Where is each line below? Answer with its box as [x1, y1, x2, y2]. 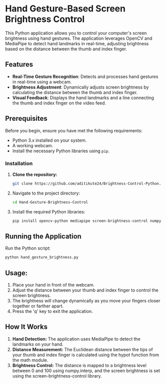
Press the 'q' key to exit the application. [12, 308, 93, 314]
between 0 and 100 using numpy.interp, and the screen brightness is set [12, 368, 160, 374]
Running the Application [5, 232, 82, 240]
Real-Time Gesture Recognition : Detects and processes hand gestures [12, 73, 159, 80]
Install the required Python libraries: [12, 208, 85, 214]
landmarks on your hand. [12, 341, 63, 347]
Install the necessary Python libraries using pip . [12, 148, 110, 154]
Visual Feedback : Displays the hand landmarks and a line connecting [12, 95, 155, 100]
